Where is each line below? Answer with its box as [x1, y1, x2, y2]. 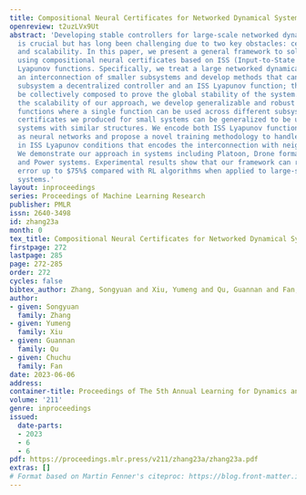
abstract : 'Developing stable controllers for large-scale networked [9, 30, 280, 39]
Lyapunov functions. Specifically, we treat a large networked [17, 65, 262, 74]
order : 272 [9, 269, 51, 278]
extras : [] [9, 463, 51, 473]
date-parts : [17, 421, 64, 430]
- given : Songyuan [9, 302, 79, 311]
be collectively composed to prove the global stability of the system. [17, 90, 300, 99]
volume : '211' [9, 395, 64, 405]
